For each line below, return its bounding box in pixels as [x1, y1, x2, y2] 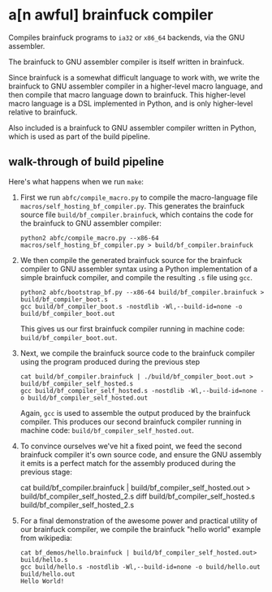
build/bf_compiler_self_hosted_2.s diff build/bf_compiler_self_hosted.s [19, 491, 256, 501]
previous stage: [19, 467, 73, 477]
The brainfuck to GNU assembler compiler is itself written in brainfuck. [8, 57, 245, 67]
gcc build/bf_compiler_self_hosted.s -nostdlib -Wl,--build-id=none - [19, 387, 265, 395]
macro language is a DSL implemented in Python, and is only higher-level [8, 98, 253, 108]
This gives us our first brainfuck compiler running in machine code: [19, 323, 245, 334]
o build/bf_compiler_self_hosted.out [19, 394, 149, 402]
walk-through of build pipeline [8, 155, 165, 169]
